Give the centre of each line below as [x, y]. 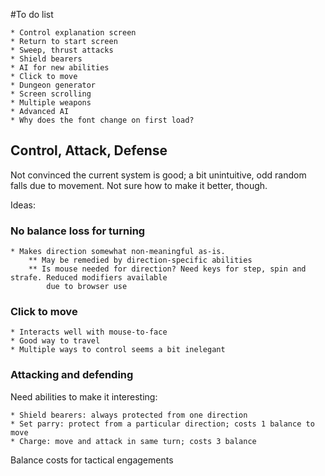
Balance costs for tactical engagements [92, 460]
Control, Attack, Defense [89, 150]
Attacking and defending [72, 375]
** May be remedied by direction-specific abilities [140, 260]
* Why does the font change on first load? [102, 120]
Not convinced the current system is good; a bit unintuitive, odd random [158, 175]
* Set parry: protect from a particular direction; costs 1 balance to [162, 424]
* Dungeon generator [53, 85]
